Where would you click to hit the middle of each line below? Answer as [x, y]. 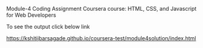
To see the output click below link [48, 27]
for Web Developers [31, 15]
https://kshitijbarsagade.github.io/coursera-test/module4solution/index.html [101, 38]
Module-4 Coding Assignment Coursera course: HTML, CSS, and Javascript [101, 9]
